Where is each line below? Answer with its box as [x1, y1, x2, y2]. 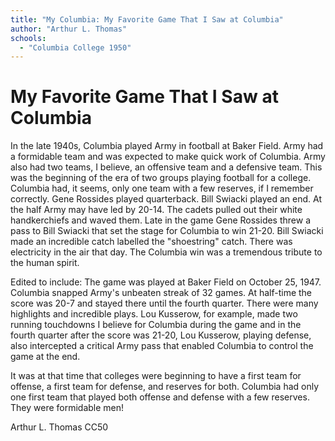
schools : [10, 33, 47, 43]
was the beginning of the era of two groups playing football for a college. [10, 172, 312, 184]
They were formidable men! [10, 402, 125, 414]
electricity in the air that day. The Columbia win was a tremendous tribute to [10, 246, 323, 258]
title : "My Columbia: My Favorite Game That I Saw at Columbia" [10, 14, 284, 25]
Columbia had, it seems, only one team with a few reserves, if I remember [10, 182, 314, 195]
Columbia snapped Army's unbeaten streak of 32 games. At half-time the [10, 287, 313, 299]
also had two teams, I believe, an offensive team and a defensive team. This [10, 161, 323, 173]
